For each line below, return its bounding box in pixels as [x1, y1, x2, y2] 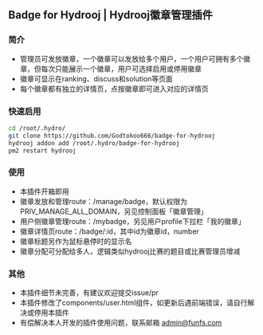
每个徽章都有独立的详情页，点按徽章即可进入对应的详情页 [19, 84, 209, 93]
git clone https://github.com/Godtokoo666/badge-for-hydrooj [8, 132, 216, 140]
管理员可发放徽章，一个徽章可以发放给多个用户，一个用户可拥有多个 [19, 53, 244, 63]
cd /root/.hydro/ [8, 124, 66, 132]
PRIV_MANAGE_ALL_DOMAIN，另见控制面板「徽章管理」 [19, 207, 208, 216]
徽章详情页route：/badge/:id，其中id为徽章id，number [19, 227, 199, 236]
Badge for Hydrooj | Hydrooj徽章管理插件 [8, 8, 213, 22]
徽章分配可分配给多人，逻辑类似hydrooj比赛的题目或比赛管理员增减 [19, 246, 241, 256]
